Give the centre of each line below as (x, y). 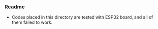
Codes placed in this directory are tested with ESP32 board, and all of (82, 17)
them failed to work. (32, 22)
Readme (15, 7)
